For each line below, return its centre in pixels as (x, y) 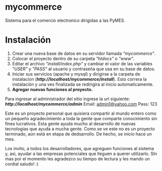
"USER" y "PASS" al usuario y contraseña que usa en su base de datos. (84, 69)
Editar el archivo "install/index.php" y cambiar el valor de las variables (82, 63)
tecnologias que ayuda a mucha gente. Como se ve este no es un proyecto (80, 129)
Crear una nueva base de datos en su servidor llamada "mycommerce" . (84, 53)
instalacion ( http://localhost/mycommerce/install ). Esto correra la (79, 79)
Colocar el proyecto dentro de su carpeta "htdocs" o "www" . (73, 58)
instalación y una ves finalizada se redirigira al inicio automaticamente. (83, 84)
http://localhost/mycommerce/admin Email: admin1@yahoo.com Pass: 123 (81, 104)
